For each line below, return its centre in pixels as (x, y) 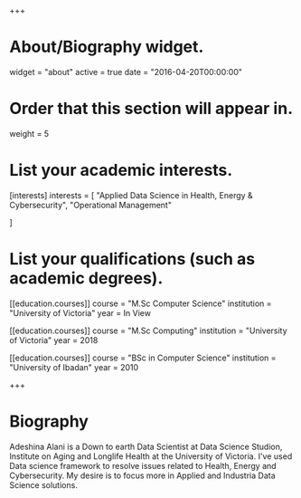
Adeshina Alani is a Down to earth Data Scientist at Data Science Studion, (146, 446)
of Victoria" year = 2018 (54, 340)
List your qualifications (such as (132, 259)
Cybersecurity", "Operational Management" (90, 205)
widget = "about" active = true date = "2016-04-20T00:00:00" (126, 72)
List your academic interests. (121, 171)
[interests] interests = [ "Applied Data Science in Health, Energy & (131, 195)
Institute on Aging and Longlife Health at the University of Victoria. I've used (151, 456)
